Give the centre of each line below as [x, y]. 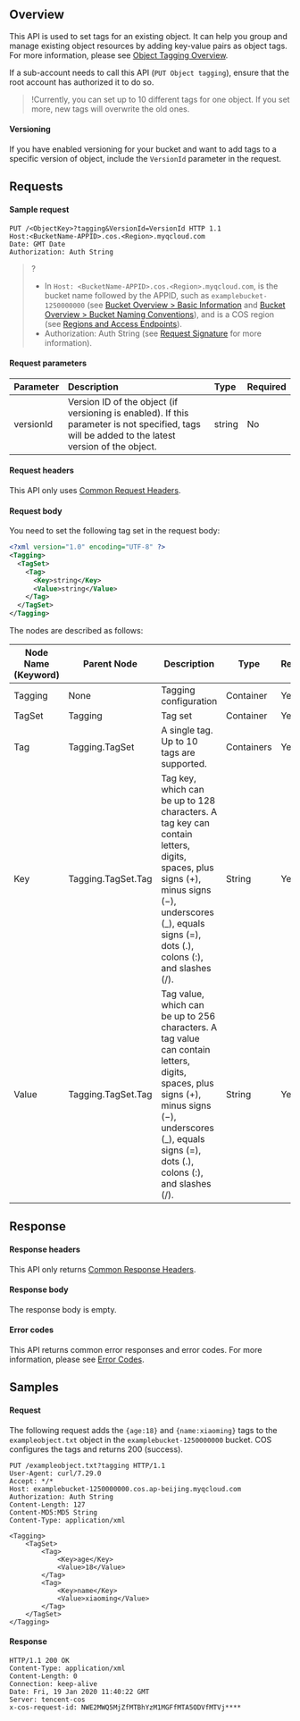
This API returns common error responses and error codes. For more [136, 1350]
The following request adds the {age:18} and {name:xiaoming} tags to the [143, 1430]
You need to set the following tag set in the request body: [115, 531]
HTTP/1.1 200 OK [39, 1660]
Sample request [39, 210]
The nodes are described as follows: [76, 631]
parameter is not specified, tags [134, 424]
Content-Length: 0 [43, 1676]
